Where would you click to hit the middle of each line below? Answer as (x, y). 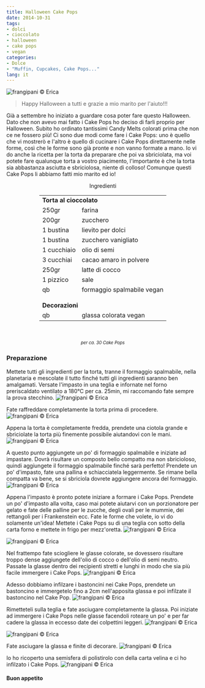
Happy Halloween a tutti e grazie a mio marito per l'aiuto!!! (95, 104)
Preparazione (27, 358)
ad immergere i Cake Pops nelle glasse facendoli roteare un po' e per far (98, 616)
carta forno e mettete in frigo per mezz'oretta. (64, 529)
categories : (21, 57)
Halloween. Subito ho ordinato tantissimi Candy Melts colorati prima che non (103, 128)
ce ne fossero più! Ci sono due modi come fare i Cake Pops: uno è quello (98, 135)
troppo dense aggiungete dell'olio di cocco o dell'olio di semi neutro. (93, 560)
